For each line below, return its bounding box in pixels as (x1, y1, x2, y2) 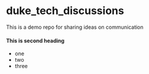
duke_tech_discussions (6, 4, 124, 18)
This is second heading (6, 37, 65, 44)
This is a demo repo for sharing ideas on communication (6, 23, 144, 31)
